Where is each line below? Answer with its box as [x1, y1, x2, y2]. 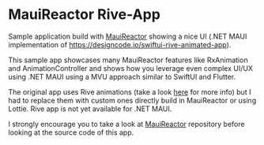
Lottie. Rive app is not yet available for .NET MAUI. [8, 104, 172, 113]
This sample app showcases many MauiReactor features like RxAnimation [8, 55, 248, 65]
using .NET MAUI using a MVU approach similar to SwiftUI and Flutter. [8, 72, 236, 81]
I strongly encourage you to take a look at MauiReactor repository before [8, 119, 245, 128]
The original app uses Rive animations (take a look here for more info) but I [8, 87, 251, 96]
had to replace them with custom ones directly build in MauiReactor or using [8, 95, 257, 105]
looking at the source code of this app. [8, 128, 134, 137]
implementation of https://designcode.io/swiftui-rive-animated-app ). [8, 39, 232, 49]
